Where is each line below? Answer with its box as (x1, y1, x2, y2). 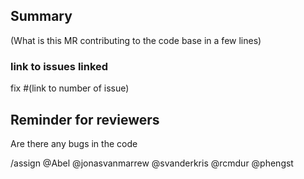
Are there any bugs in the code (10, 137, 138, 149)
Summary (10, 8, 73, 25)
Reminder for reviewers (10, 111, 160, 128)
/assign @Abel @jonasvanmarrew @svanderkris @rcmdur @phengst (10, 157, 294, 169)
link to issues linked (10, 59, 109, 73)
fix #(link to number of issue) (10, 82, 130, 94)
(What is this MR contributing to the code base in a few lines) (10, 34, 262, 46)
